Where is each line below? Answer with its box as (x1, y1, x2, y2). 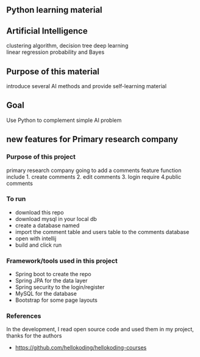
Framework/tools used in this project (6, 257, 118, 265)
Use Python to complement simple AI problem (6, 116, 122, 124)
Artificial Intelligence (6, 26, 88, 36)
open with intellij (15, 235, 57, 242)
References (6, 312, 41, 320)
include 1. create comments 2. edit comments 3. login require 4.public (6, 173, 182, 180)
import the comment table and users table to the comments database (15, 228, 190, 235)
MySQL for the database (15, 290, 77, 298)
